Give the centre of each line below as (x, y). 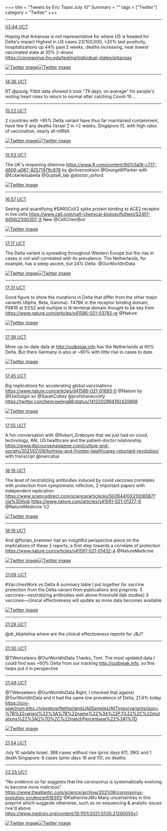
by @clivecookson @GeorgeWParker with (105, 170)
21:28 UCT (16, 624)
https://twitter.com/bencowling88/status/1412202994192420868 (72, 401)
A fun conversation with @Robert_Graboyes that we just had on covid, (77, 435)
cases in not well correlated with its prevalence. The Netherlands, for (76, 258)
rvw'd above (18, 808)
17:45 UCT (16, 376)
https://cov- (17, 703)
